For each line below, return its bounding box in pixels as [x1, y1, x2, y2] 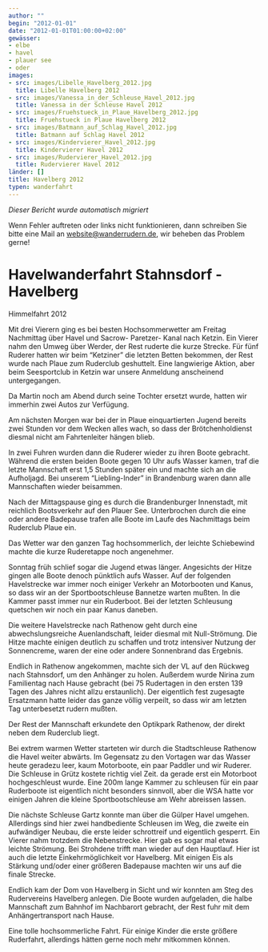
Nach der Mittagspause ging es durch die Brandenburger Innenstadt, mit [8, 497, 248, 507]
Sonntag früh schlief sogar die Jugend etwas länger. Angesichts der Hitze [8, 562, 252, 572]
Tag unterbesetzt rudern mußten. [8, 704, 118, 713]
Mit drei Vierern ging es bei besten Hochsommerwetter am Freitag [8, 324, 226, 334]
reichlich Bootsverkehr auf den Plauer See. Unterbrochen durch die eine [8, 505, 246, 515]
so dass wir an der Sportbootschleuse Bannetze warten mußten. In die [8, 588, 241, 597]
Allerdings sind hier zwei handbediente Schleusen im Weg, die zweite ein [8, 818, 250, 828]
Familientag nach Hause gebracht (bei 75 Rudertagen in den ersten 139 [8, 678, 243, 688]
